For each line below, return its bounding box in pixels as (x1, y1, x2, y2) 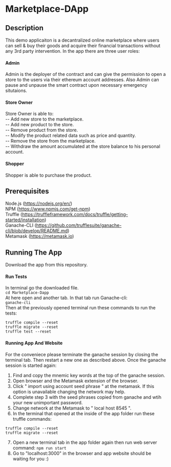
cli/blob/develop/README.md (5, 228, 68, 234)
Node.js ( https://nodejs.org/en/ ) (5, 201, 73, 207)
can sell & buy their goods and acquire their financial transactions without (5, 43, 161, 49)
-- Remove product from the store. (5, 127, 78, 133)
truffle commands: (12, 416, 52, 422)
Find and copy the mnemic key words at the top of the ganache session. (12, 372, 165, 378)
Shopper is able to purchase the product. (5, 172, 92, 178)
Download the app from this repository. (5, 262, 88, 268)
